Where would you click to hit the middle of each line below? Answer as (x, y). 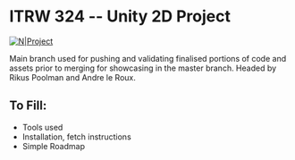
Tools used (42, 127)
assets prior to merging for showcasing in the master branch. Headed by (143, 68)
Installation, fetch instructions (76, 137)
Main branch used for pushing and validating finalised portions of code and (148, 58)
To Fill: (28, 106)
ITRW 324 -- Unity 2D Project (120, 17)
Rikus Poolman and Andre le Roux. (72, 77)
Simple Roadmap (53, 146)
